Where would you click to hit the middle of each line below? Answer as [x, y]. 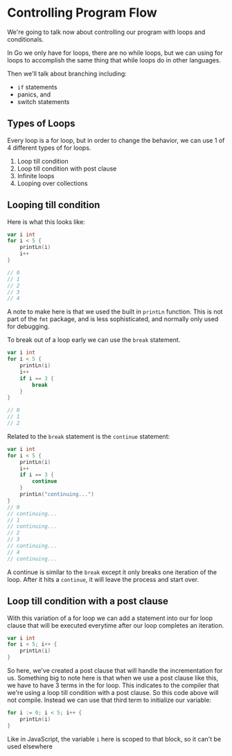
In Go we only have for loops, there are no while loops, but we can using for [115, 53]
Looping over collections [52, 183]
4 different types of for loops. [49, 148]
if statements [37, 87]
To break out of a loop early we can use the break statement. [94, 340]
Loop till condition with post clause [67, 169]
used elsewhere [30, 746]
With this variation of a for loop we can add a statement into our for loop [110, 618]
